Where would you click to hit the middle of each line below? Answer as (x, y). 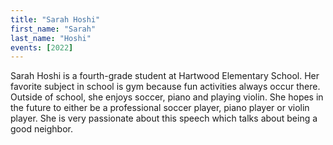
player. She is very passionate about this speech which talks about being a (164, 118)
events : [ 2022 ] (42, 47)
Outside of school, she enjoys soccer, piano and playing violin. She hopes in (167, 97)
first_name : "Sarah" (53, 29)
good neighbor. (41, 129)
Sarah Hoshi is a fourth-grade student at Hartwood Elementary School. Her (165, 76)
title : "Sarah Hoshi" (55, 19)
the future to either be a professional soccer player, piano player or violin (160, 108)
